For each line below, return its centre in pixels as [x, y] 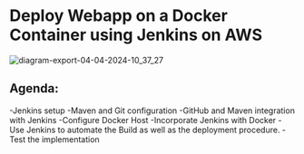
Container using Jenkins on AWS [136, 35]
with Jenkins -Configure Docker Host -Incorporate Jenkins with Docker [143, 120]
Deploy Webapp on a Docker [119, 16]
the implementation [64, 139]
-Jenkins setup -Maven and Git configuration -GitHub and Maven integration [152, 111]
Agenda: [34, 88]
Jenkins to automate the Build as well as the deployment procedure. [153, 130]
